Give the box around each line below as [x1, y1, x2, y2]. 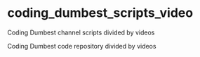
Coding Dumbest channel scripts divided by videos [7, 28, 155, 37]
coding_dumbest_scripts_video [7, 5, 194, 21]
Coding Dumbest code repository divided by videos [7, 42, 156, 50]
